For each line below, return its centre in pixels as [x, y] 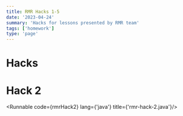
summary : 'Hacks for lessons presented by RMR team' [73, 23]
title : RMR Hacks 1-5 [33, 12]
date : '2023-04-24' [30, 17]
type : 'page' [22, 34]
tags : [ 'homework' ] [30, 28]
